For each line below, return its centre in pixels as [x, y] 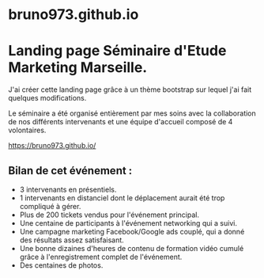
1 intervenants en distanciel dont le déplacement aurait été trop [122, 198]
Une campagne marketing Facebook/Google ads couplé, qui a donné [132, 231]
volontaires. [27, 130]
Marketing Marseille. [78, 68]
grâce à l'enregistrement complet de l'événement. [101, 257]
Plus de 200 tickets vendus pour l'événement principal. [109, 215]
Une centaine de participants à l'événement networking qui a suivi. [128, 223]
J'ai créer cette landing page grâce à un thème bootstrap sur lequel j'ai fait [130, 89]
